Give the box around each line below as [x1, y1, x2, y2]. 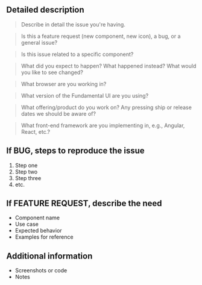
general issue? [21, 39, 58, 46]
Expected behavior [14, 227, 62, 234]
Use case [14, 221, 39, 228]
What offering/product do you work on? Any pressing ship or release [21, 104, 192, 111]
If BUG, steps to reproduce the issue [6, 146, 145, 156]
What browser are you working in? [21, 80, 107, 87]
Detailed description [6, 5, 84, 15]
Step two [14, 168, 38, 175]
